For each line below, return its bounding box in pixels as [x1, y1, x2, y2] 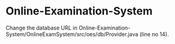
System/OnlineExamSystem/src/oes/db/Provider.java [5, 30, 139, 37]
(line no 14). [139, 30, 170, 37]
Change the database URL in [5, 24, 78, 31]
